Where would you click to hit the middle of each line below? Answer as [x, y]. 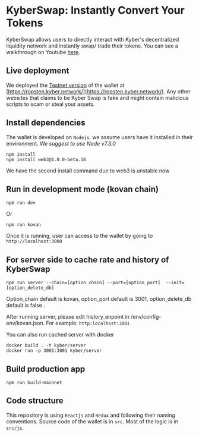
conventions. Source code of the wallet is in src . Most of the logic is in [92, 421]
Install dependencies [46, 123]
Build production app [46, 369]
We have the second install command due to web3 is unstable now [88, 171]
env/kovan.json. [26, 323]
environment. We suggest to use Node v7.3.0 [61, 143]
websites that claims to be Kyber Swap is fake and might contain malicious [97, 98]
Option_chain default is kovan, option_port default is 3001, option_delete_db [99, 299]
